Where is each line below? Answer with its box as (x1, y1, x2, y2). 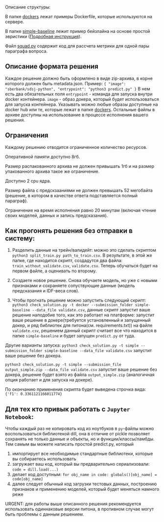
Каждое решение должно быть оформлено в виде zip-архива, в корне (5, 75, 153, 81)
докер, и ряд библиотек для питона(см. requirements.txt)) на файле (12, 323, 153, 329)
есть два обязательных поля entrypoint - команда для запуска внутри (5, 91, 153, 97)
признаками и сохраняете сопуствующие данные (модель (12, 283, 135, 288)
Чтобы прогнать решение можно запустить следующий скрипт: (12, 297, 146, 303)
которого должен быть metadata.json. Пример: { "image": (5, 80, 126, 86)
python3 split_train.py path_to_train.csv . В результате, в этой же (12, 252, 153, 259)
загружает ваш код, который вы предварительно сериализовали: (12, 461, 150, 467)
